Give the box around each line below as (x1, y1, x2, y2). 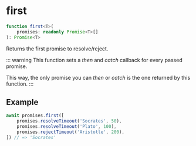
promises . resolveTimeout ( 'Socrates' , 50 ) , (16, 118, 122, 124)
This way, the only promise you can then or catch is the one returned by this (6, 74, 191, 81)
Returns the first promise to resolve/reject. (6, 45, 109, 52)
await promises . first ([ (6, 113, 65, 118)
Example (6, 97, 39, 107)
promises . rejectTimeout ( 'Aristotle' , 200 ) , (16, 129, 125, 135)
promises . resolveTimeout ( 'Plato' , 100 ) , (16, 124, 117, 130)
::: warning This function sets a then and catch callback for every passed (6, 56, 183, 63)
